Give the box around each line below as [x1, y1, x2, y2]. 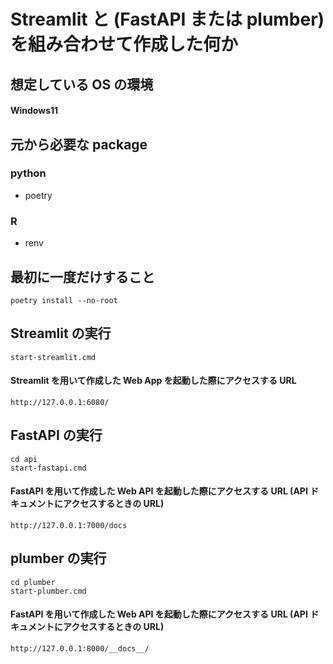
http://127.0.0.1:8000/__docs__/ [10, 644, 150, 654]
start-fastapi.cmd [10, 463, 87, 473]
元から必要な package [10, 136, 148, 153]
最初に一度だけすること [10, 268, 155, 285]
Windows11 [10, 105, 59, 117]
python [10, 166, 47, 180]
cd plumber [10, 577, 56, 587]
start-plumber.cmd [10, 586, 87, 596]
